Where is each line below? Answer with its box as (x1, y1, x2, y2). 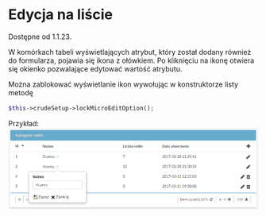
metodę (8, 87, 33, 97)
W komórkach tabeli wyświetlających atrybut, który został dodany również (8, 47, 252, 56)
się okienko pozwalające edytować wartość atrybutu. (8, 64, 183, 73)
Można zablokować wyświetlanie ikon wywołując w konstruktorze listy (8, 79, 239, 89)
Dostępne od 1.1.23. (8, 32, 72, 41)
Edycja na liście (8, 6, 114, 24)
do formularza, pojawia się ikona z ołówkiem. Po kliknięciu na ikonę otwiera (8, 56, 255, 65)
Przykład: (8, 118, 40, 128)
